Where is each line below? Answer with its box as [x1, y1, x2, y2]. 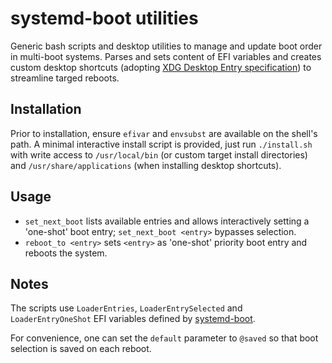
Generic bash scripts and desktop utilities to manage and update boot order [10, 40, 323, 52]
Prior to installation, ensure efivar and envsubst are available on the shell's [10, 127, 318, 139]
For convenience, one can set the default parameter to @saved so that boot [10, 332, 319, 344]
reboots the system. [24, 247, 108, 259]
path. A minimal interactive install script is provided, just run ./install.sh [10, 138, 313, 150]
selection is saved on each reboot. [10, 343, 152, 355]
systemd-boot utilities [10, 7, 199, 30]
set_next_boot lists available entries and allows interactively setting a [24, 215, 310, 227]
